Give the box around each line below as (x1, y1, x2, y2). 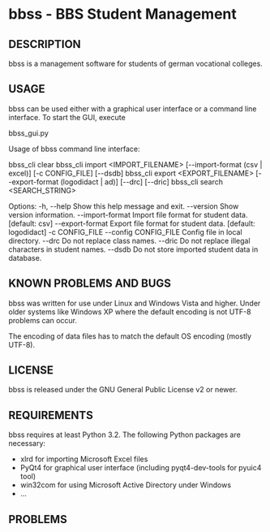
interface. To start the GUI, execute (8, 112, 126, 122)
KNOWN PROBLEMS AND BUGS (8, 277, 172, 291)
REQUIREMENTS (8, 408, 93, 422)
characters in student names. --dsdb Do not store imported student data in (8, 244, 259, 254)
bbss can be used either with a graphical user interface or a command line (8, 103, 257, 114)
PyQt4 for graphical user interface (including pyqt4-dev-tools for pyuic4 (19, 463, 262, 473)
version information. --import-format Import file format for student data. (8, 210, 248, 219)
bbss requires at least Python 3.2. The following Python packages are (8, 430, 241, 439)
